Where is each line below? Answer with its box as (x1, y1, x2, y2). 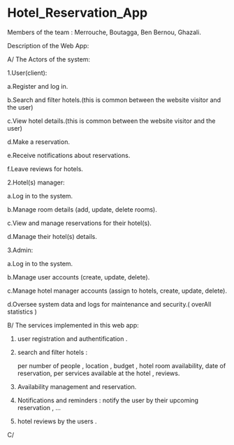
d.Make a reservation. (7, 138, 70, 146)
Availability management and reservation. (17, 382, 137, 391)
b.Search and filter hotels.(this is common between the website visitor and (7, 96, 221, 104)
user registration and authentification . (17, 334, 128, 343)
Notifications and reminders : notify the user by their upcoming (17, 396, 199, 404)
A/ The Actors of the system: (7, 54, 91, 64)
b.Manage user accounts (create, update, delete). (7, 272, 150, 281)
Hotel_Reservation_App (7, 5, 148, 21)
